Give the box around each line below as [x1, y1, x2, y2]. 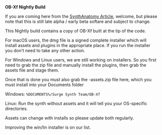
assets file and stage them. [5, 67, 59, 73]
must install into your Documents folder [5, 82, 84, 88]
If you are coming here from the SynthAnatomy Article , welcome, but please [5, 14, 157, 19]
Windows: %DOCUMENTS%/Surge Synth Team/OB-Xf [5, 91, 101, 97]
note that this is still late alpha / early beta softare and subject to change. [5, 19, 151, 24]
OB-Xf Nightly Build [5, 4, 46, 10]
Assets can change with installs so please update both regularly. [5, 115, 134, 120]
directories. [5, 106, 28, 111]
